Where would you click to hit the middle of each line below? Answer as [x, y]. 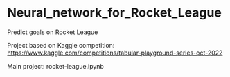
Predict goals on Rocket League [53, 32]
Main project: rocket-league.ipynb [55, 66]
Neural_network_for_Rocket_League [114, 13]
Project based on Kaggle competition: [61, 45]
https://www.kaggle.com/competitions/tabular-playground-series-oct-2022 [115, 53]
